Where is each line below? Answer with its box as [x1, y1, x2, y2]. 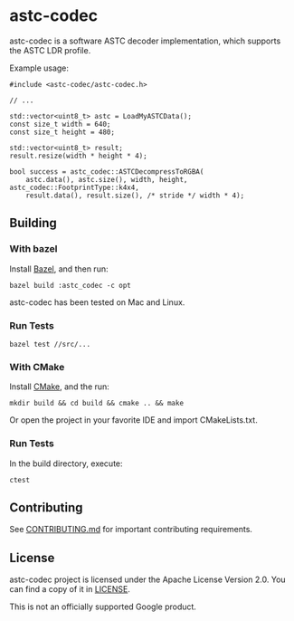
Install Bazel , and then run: [9, 263, 109, 274]
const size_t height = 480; [9, 128, 116, 137]
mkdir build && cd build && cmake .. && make [9, 399, 184, 408]
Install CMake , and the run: [9, 381, 110, 392]
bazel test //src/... [9, 339, 91, 349]
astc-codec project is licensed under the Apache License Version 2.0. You [9, 574, 287, 585]
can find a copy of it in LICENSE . [9, 584, 131, 595]
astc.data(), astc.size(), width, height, [25, 175, 188, 184]
